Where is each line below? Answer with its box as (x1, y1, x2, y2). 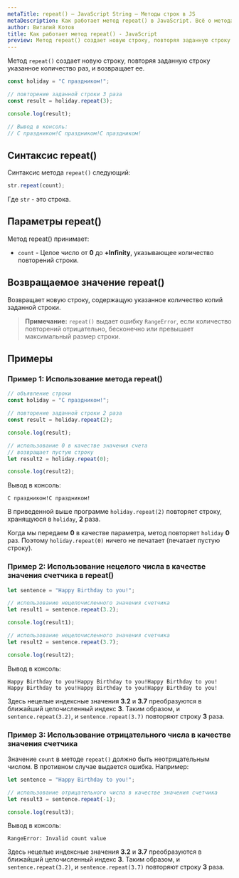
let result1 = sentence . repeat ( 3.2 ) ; (7, 606, 119, 614)
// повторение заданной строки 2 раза (7, 410, 122, 417)
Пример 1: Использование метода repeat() (7, 374, 163, 383)
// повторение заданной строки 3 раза (7, 91, 122, 98)
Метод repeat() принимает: (7, 234, 90, 243)
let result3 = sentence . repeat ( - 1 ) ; (7, 795, 116, 802)
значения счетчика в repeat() (7, 571, 115, 581)
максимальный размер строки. (24, 332, 121, 341)
